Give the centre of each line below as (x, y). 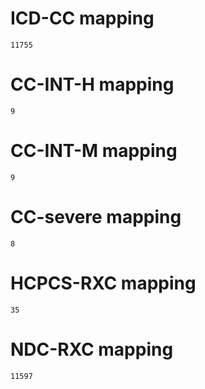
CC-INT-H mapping (92, 84)
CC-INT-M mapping (94, 151)
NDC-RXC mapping (92, 349)
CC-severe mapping (96, 217)
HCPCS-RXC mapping (103, 283)
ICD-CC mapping (82, 18)
